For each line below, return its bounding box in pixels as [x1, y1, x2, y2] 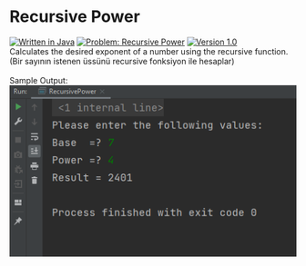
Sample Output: [9, 74, 68, 85]
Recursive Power [9, 6, 141, 27]
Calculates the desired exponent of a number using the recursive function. [9, 45, 289, 56]
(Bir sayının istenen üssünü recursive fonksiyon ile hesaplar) [9, 55, 235, 66]
